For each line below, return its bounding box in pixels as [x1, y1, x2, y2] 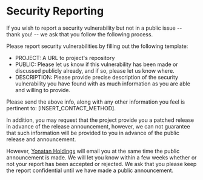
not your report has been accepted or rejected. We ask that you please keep [6, 160, 197, 167]
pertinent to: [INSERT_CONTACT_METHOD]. [6, 104, 116, 112]
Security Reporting [6, 4, 104, 18]
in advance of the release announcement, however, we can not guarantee [6, 122, 190, 130]
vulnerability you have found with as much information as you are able [15, 80, 191, 87]
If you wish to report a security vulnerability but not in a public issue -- [6, 24, 182, 32]
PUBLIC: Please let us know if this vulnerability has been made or [15, 61, 178, 68]
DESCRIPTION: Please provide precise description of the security [15, 73, 179, 81]
